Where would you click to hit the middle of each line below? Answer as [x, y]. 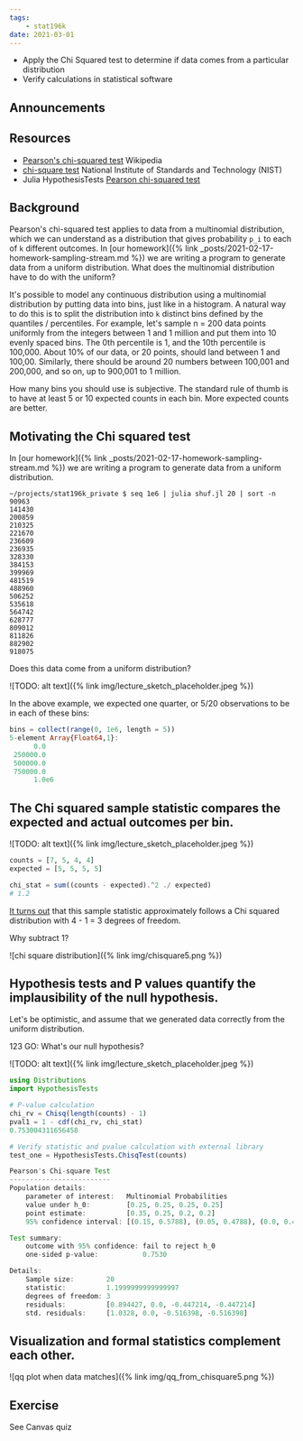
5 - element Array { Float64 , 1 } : [64, 738]
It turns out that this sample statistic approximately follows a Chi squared [144, 910]
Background [44, 207]
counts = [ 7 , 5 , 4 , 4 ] [52, 861]
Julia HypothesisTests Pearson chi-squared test [111, 179]
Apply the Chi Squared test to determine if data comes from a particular [156, 60]
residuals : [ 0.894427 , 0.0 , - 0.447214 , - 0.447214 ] [141, 1305]
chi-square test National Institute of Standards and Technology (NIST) [152, 170]
